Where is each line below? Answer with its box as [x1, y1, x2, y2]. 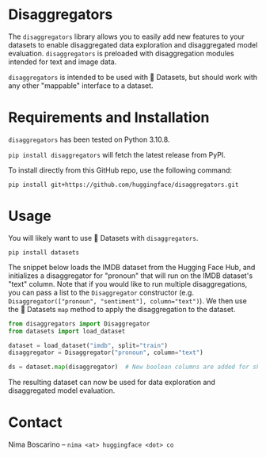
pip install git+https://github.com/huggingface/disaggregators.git [8, 181, 239, 189]
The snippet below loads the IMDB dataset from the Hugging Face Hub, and [8, 262, 256, 272]
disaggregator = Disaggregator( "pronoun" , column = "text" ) [8, 348, 203, 357]
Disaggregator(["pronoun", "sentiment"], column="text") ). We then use [8, 295, 247, 306]
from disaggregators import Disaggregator [8, 319, 150, 328]
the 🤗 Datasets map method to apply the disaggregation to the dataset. [8, 304, 236, 314]
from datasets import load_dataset [8, 327, 126, 335]
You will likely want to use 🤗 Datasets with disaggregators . [8, 233, 199, 242]
